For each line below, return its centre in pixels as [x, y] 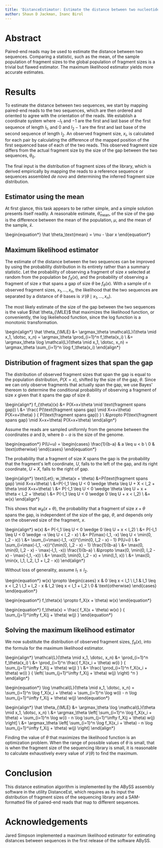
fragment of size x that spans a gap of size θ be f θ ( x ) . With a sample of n [78, 284]
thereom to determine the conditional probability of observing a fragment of [81, 390]
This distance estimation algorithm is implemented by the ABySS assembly [80, 787]
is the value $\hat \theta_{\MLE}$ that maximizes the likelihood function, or [80, 312]
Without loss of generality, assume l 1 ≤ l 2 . [47, 570]
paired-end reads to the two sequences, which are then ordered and [73, 110]
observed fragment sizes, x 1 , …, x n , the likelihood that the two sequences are [81, 290]
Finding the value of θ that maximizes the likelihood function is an [71, 738]
